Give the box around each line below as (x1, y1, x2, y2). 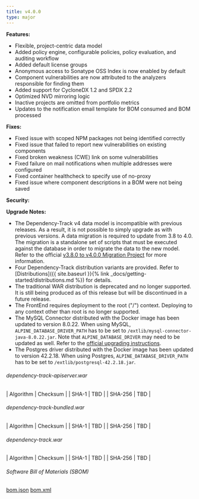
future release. (14, 295, 51, 302)
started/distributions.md (14, 276, 74, 283)
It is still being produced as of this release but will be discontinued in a (14, 289, 187, 296)
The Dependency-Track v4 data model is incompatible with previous (14, 219, 182, 226)
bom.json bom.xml (6, 487, 52, 494)
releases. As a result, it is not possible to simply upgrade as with (14, 226, 172, 233)
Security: (6, 197, 30, 204)
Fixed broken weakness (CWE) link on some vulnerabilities (14, 153, 159, 160)
